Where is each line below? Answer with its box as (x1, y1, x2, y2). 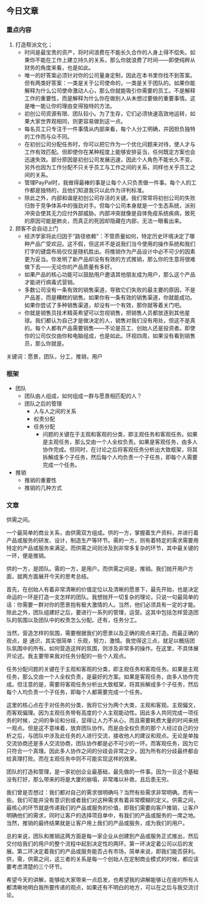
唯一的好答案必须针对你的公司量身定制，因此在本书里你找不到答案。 (24, 71, 196, 78)
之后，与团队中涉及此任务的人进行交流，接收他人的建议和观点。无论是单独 (11, 732, 199, 740)
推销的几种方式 (24, 484, 62, 492)
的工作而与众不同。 (24, 132, 73, 140)
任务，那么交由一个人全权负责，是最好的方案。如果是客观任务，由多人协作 (6, 673, 193, 680)
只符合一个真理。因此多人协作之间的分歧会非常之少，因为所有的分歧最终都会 (6, 747, 199, 755)
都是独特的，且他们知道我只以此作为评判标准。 (29, 186, 148, 194)
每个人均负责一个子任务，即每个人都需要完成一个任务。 (6, 688, 145, 696)
